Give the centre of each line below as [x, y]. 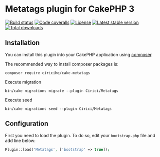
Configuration [27, 124]
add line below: [20, 140]
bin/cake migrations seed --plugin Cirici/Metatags [58, 109]
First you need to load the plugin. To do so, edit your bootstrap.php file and [80, 135]
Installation [22, 43]
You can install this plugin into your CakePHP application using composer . [79, 54]
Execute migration [23, 82]
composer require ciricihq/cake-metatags [48, 73]
